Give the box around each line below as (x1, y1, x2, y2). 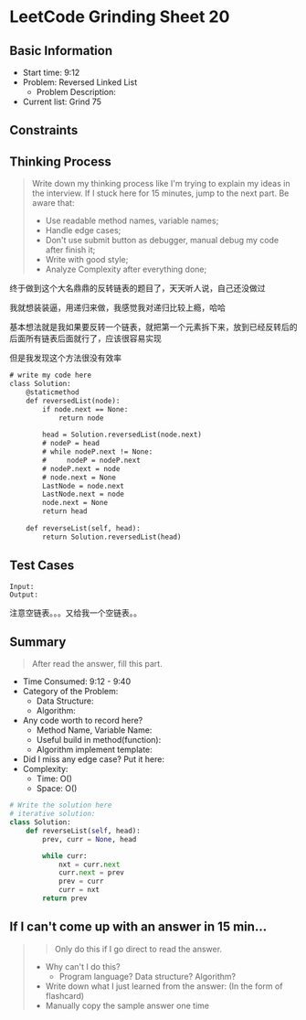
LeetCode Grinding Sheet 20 (9, 6, 230, 27)
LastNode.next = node (42, 489, 125, 499)
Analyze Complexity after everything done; (45, 263, 207, 275)
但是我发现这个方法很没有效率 (9, 352, 121, 363)
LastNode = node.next (42, 481, 125, 490)
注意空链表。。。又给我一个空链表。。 (9, 607, 142, 618)
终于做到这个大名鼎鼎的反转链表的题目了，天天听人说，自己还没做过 (9, 283, 266, 294)
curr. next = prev (58, 868, 125, 877)
